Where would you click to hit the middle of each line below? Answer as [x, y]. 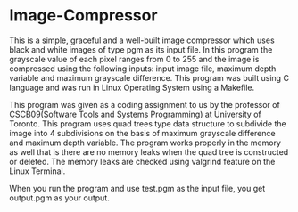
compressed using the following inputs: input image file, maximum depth [143, 69]
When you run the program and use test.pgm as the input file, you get [137, 188]
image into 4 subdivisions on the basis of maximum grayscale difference [142, 133]
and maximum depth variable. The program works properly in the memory [145, 143]
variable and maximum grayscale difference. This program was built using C [149, 77]
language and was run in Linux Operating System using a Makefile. [132, 87]
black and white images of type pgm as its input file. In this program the [141, 49]
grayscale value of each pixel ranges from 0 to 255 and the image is [134, 59]
